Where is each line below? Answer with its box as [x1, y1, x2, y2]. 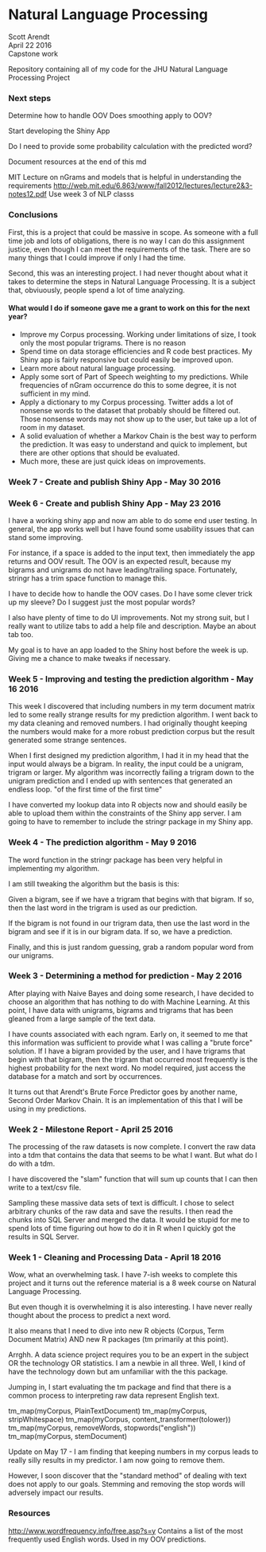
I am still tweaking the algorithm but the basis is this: [8, 878, 180, 889]
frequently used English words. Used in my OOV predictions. [8, 1534, 206, 1544]
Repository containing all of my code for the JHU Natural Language [8, 64, 229, 73]
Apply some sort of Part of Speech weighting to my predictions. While [19, 372, 249, 381]
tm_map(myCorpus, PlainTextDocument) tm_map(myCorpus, [8, 1406, 207, 1416]
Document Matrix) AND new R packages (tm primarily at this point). [8, 1335, 229, 1344]
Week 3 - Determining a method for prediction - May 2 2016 [8, 970, 242, 981]
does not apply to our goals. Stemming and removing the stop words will [8, 1480, 245, 1489]
